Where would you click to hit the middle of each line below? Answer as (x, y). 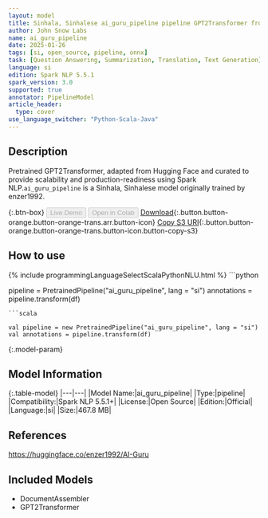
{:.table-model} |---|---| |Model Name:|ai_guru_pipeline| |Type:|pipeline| (127, 393)
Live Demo (66, 212)
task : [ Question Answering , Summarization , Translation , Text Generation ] (135, 61)
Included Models (51, 479)
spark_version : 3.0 (41, 82)
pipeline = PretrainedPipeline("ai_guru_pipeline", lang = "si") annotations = (130, 290)
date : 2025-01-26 (37, 45)
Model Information (55, 374)
